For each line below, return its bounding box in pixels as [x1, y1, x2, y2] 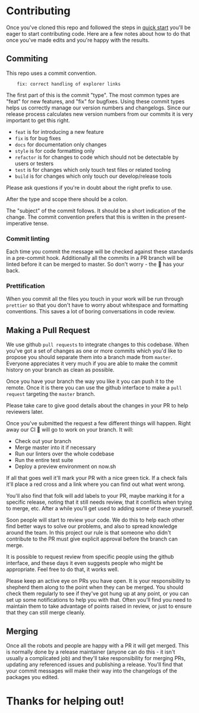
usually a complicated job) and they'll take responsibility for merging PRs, [6, 654, 186, 661]
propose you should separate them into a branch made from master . [6, 354, 172, 361]
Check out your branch [14, 438, 72, 445]
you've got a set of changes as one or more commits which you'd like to [6, 347, 183, 354]
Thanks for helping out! [6, 695, 125, 708]
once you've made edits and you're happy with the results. [6, 36, 150, 43]
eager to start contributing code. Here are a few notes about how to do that [6, 30, 191, 37]
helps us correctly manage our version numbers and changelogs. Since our [6, 104, 191, 111]
